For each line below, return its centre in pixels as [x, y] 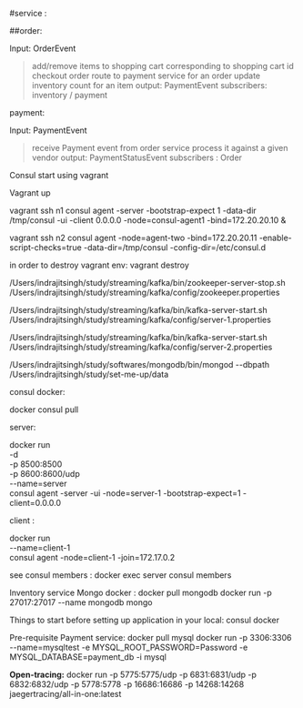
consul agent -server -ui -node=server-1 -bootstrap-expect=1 [125, 493]
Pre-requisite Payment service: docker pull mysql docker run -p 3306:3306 [151, 637]
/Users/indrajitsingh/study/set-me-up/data [89, 374]
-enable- [276, 238]
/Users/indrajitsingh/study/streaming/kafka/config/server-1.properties [140, 319]
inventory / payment [69, 95]
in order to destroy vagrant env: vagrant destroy [99, 265]
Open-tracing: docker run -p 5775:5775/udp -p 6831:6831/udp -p [133, 674]
